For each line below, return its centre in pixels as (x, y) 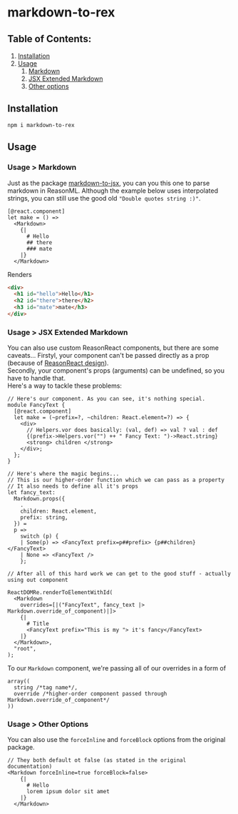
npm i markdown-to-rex (41, 125)
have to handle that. (37, 378)
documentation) (30, 767)
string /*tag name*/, (46, 688)
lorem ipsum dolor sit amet (68, 792)
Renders (20, 274)
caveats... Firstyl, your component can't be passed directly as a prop (108, 356)
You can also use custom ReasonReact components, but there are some (113, 348)
